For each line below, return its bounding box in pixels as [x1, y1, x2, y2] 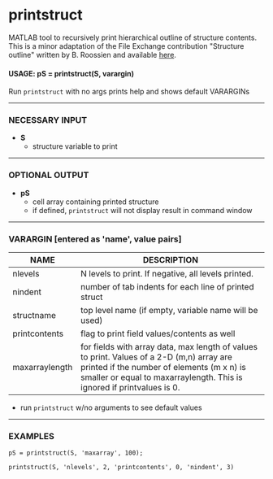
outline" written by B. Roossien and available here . [8, 50, 177, 59]
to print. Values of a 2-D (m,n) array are [80, 351, 233, 363]
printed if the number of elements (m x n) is [80, 362, 246, 373]
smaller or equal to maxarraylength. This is [80, 372, 243, 383]
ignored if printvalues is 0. [80, 382, 180, 394]
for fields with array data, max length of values [80, 342, 258, 353]
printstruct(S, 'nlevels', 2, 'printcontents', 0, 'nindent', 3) [8, 464, 234, 472]
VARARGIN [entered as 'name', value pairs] [8, 233, 182, 245]
